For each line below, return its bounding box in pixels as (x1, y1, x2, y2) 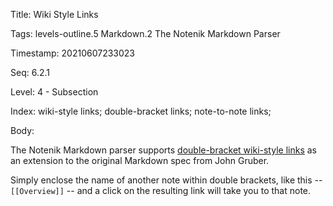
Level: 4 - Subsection (10, 86, 99, 98)
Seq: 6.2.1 (10, 67, 50, 78)
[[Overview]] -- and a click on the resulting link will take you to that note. (10, 185, 312, 196)
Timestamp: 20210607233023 (10, 47, 136, 59)
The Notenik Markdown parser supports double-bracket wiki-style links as (10, 144, 317, 156)
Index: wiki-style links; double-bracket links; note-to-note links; (10, 105, 272, 117)
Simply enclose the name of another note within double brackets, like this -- (10, 174, 323, 186)
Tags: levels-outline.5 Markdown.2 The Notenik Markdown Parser (10, 28, 281, 39)
